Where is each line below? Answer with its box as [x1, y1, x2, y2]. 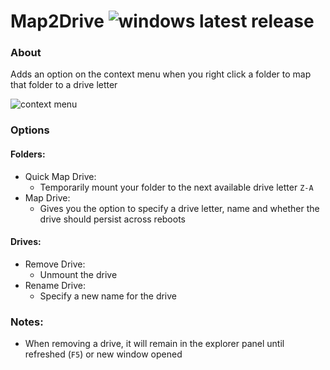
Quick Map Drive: [24, 170, 97, 182]
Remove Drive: [24, 258, 86, 270]
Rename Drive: [24, 279, 86, 291]
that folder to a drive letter [10, 79, 118, 91]
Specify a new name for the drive [39, 290, 178, 302]
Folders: [10, 148, 46, 160]
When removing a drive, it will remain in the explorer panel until [24, 338, 285, 350]
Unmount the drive [39, 268, 118, 280]
